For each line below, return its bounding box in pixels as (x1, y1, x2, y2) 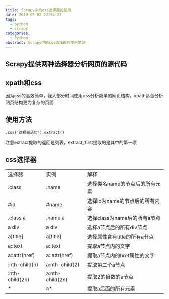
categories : (5, 31, 30, 36)
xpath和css (5, 78, 42, 87)
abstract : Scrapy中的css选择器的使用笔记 (5, 40, 86, 45)
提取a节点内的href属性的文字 (87, 252, 155, 259)
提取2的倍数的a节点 (87, 273, 134, 280)
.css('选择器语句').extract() (5, 130, 65, 135)
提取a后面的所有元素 (87, 285, 136, 292)
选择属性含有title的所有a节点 (87, 233, 154, 240)
